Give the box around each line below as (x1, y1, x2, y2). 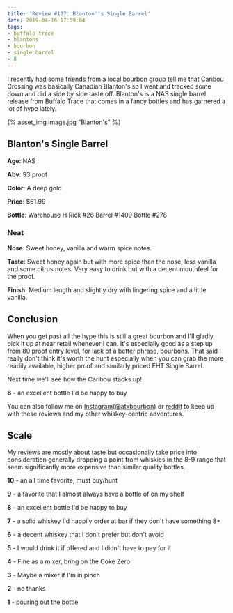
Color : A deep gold (7, 183, 62, 192)
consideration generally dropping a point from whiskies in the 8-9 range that (7, 455, 226, 464)
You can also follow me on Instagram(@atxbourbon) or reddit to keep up (7, 402, 215, 410)
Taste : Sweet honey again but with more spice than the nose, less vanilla (7, 257, 216, 266)
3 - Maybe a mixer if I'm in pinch (7, 571, 101, 580)
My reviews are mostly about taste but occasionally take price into (7, 448, 198, 457)
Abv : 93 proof (7, 170, 48, 179)
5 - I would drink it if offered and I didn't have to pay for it (7, 544, 172, 552)
